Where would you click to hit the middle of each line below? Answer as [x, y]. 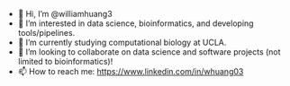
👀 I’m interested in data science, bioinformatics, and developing [136, 23]
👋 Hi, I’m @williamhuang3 [65, 14]
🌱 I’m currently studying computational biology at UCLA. [122, 42]
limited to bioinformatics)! [65, 61]
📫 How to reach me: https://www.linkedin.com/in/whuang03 [131, 71]
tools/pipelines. [46, 33]
